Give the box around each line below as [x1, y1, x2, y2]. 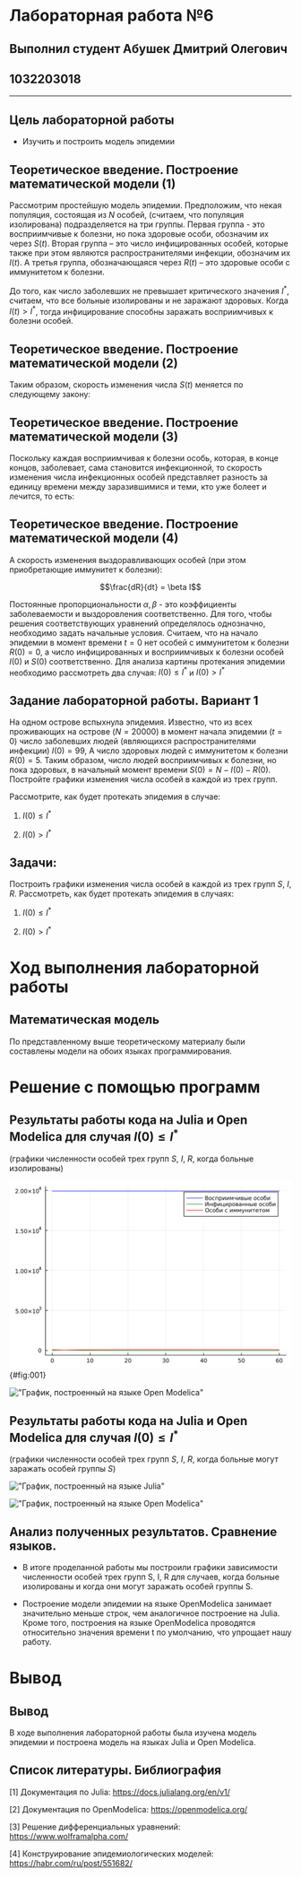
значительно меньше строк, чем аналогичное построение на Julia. [21, 1607, 280, 1619]
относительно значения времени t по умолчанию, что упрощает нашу [21, 1627, 292, 1638]
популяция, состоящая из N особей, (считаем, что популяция [9, 210, 245, 221]
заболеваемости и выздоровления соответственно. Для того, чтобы [9, 608, 272, 619]
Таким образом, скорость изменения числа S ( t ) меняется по [9, 379, 244, 390]
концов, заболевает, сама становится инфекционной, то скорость [9, 462, 262, 473]
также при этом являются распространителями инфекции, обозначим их [9, 248, 291, 258]
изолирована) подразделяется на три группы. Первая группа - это [9, 219, 266, 230]
